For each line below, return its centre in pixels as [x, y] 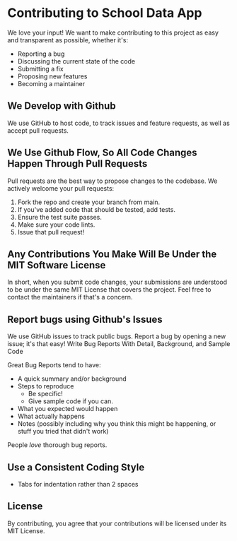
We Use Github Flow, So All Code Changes [102, 153]
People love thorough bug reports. [57, 445]
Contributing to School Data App [105, 13]
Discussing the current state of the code [76, 61]
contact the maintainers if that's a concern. [70, 297]
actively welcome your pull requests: [61, 188]
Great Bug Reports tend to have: [54, 365]
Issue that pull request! [51, 232]
